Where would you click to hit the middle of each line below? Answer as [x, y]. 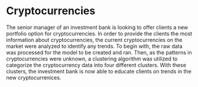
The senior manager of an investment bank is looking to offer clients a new [97, 27]
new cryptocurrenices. [34, 78]
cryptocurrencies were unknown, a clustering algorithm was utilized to [92, 59]
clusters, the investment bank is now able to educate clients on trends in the [99, 71]
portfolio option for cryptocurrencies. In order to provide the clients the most [99, 33]
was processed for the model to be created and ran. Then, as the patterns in [99, 52]
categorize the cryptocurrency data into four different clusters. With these [96, 65]
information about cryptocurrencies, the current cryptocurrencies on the [94, 40]
